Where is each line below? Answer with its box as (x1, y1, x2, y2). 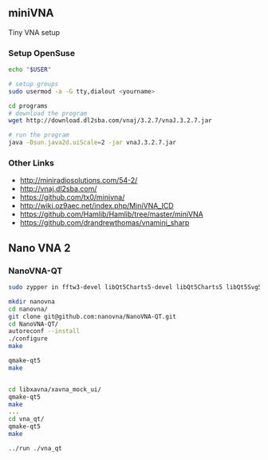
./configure (8, 335, 48, 343)
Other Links (8, 157, 54, 169)
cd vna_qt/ (8, 415, 45, 423)
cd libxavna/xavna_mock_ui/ (8, 385, 102, 394)
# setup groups (8, 80, 59, 88)
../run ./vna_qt (8, 444, 62, 452)
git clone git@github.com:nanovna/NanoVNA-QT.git (8, 312, 177, 320)
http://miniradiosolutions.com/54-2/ (19, 176, 138, 185)
